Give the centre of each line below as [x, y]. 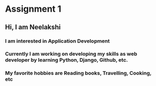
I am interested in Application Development [57, 41]
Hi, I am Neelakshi [33, 27]
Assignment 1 [33, 9]
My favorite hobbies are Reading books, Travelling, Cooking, [78, 73]
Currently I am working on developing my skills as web [71, 54]
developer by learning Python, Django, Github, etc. [67, 60]
